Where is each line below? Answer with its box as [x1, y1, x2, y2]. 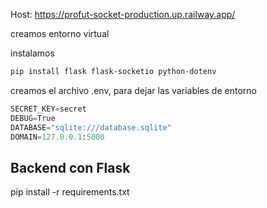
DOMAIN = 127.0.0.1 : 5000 [10, 132, 105, 142]
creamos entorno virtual [10, 28, 110, 39]
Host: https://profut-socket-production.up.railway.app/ [10, 9, 236, 20]
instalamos [10, 47, 55, 59]
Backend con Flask [10, 159, 131, 176]
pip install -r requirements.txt [10, 186, 130, 198]
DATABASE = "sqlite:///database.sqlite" [10, 122, 172, 133]
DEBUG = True [10, 113, 56, 123]
